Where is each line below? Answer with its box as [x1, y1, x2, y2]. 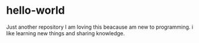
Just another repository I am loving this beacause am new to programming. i [6, 23, 194, 30]
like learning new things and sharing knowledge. [6, 29, 125, 36]
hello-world [6, 4, 66, 17]
